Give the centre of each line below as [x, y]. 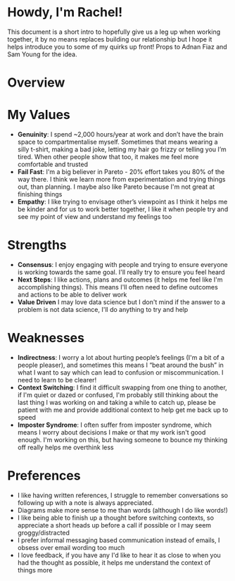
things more [35, 570]
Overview [36, 83]
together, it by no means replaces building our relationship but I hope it [110, 39]
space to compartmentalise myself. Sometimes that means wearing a [118, 142]
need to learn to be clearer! [57, 380]
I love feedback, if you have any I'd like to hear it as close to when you [119, 555]
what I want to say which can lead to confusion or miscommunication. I [120, 372]
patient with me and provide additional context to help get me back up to [123, 410]
